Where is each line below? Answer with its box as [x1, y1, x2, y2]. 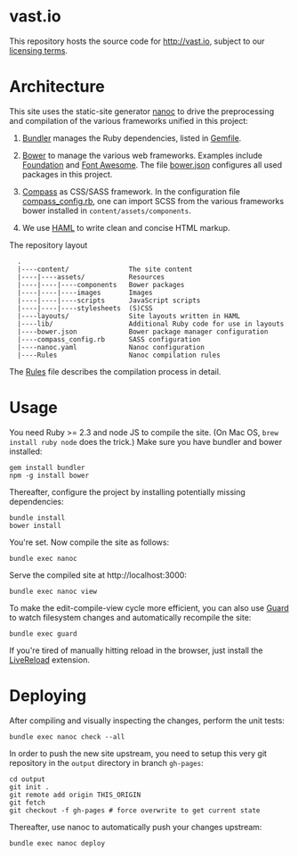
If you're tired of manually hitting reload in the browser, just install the [9, 645, 263, 655]
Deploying [9, 686, 87, 705]
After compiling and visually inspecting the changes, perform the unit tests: [9, 715, 285, 726]
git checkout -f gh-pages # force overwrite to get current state [9, 805, 261, 815]
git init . [9, 782, 50, 791]
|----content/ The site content [17, 265, 193, 274]
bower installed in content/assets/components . [21, 205, 191, 216]
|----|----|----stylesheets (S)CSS [17, 303, 153, 313]
